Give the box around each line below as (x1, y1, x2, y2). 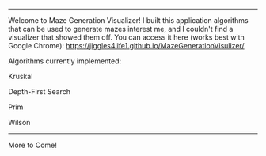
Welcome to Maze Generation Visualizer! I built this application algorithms (8, 16, 249, 25)
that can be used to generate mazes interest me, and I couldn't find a (8, 25, 234, 33)
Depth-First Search (8, 87, 71, 96)
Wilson (8, 118, 31, 127)
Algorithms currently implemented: (8, 56, 122, 66)
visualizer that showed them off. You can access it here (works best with (8, 32, 245, 42)
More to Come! (8, 140, 58, 150)
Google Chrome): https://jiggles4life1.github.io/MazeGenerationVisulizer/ (8, 41, 245, 50)
